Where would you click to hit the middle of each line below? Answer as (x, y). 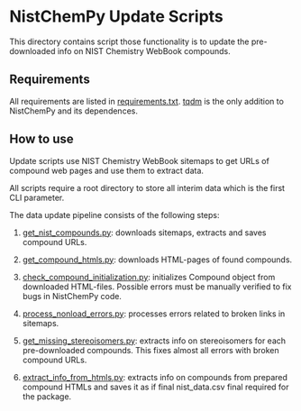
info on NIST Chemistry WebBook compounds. (144, 50)
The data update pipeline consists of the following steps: (114, 215)
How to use (41, 139)
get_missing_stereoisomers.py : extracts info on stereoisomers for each (154, 341)
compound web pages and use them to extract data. (107, 170)
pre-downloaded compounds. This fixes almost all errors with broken (150, 350)
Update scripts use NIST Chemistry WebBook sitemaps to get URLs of (140, 160)
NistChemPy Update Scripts (116, 17)
